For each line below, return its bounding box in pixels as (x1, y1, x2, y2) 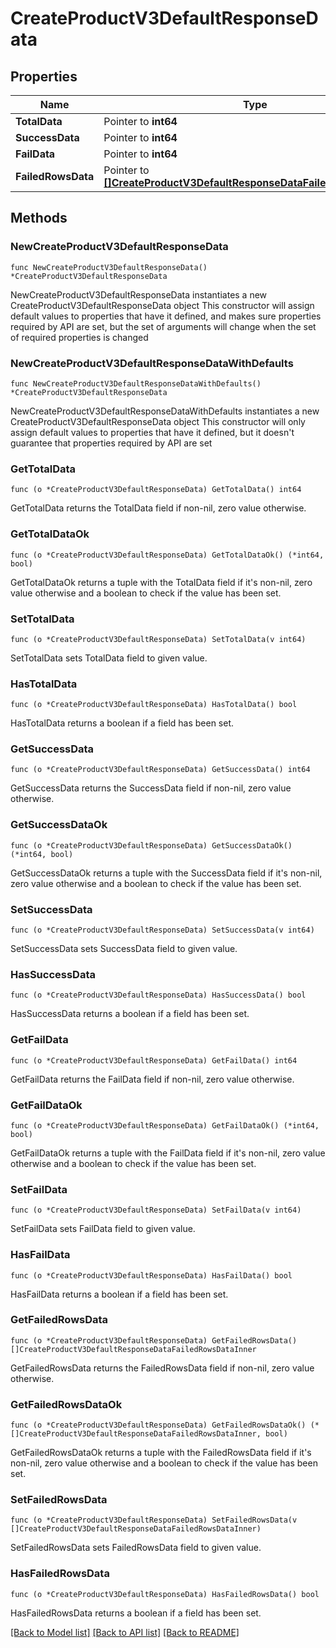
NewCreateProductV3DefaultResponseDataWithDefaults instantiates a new (10, 405, 320, 417)
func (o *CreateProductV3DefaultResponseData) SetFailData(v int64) (10, 1205, 302, 1216)
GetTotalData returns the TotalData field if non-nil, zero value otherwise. (10, 502, 307, 514)
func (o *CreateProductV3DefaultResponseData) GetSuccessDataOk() (10, 840, 293, 851)
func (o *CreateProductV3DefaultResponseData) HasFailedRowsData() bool (10, 1589, 320, 1599)
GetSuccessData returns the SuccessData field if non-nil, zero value (10, 782, 292, 794)
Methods (10, 210, 68, 227)
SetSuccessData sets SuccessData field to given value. (10, 943, 238, 955)
